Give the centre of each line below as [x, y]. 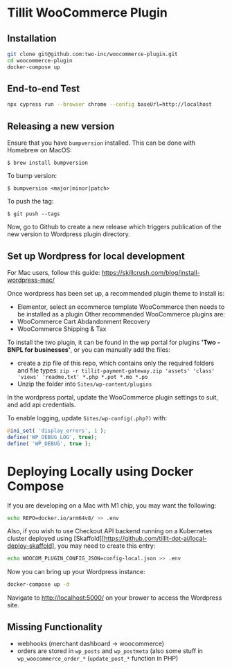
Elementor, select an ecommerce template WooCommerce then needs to [121, 307]
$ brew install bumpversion [48, 163]
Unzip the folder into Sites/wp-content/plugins [84, 384]
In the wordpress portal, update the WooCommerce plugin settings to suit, [113, 397]
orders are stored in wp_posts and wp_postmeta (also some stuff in [110, 651]
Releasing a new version [61, 126]
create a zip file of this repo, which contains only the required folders [116, 363]
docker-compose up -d [38, 585]
